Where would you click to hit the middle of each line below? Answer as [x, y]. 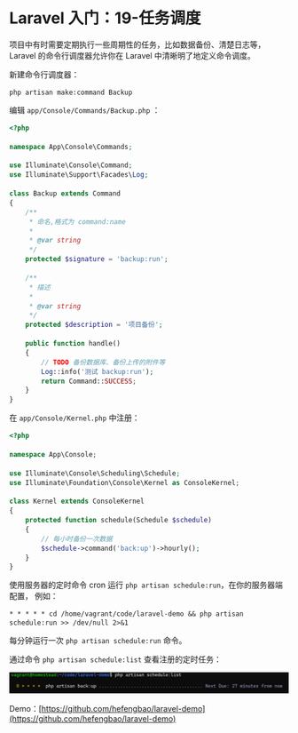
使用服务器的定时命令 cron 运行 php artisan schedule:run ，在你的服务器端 [146, 585]
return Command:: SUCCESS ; [89, 381]
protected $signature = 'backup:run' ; [97, 259]
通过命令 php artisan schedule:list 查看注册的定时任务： [115, 659]
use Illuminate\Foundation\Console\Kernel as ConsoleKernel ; [125, 482]
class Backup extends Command [65, 194]
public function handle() [73, 344]
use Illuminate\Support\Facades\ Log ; [79, 175]
